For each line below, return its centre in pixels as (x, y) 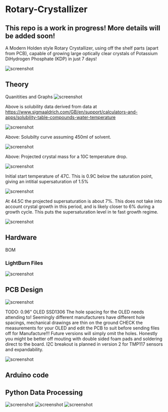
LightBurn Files (24, 263)
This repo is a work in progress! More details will (83, 28)
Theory (17, 85)
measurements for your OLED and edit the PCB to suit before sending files (82, 328)
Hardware (21, 238)
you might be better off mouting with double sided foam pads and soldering (84, 339)
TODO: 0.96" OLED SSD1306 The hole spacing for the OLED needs (75, 312)
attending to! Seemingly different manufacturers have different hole (75, 317)
